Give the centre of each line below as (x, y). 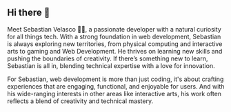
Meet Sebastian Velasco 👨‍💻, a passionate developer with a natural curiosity (114, 29)
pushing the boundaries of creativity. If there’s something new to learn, (108, 58)
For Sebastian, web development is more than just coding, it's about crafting (115, 79)
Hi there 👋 (29, 13)
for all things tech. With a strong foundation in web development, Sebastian (114, 36)
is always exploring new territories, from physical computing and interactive (115, 44)
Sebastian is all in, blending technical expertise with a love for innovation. (111, 65)
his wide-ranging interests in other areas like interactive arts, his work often (114, 93)
